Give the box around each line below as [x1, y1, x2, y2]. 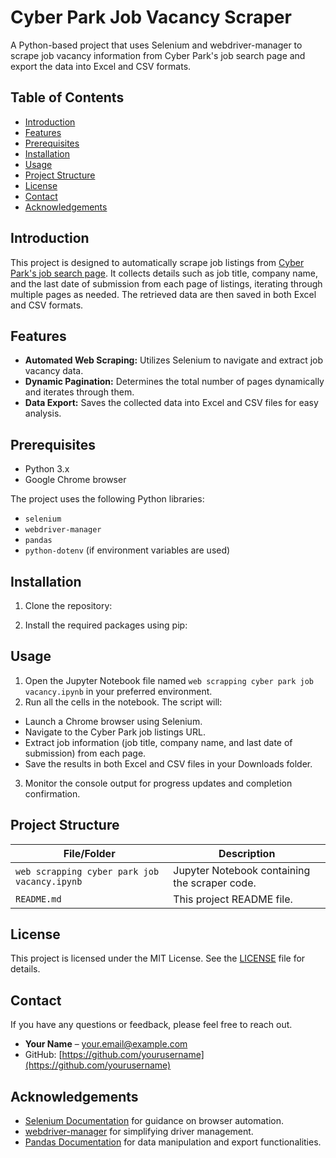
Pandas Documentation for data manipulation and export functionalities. [24, 1136, 322, 1148]
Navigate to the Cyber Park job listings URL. [24, 726, 206, 738]
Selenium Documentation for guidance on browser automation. [24, 1115, 284, 1127]
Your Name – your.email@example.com [24, 1038, 188, 1050]
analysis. [24, 407, 62, 420]
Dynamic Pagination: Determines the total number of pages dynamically [24, 376, 325, 388]
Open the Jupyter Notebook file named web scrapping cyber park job [24, 674, 314, 686]
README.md [15, 893, 62, 905]
